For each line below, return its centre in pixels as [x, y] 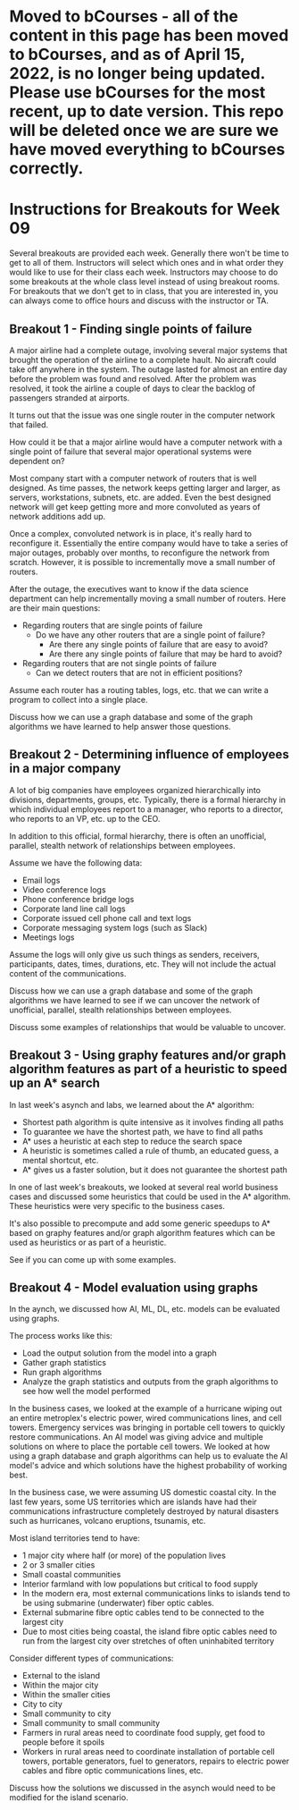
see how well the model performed [86, 1391]
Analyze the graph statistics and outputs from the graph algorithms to [150, 1382]
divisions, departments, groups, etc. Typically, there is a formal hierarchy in [148, 799]
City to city [42, 1704]
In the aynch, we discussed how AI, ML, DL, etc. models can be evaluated [145, 1309]
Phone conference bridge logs [78, 899]
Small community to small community [91, 1723]
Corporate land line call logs [74, 909]
